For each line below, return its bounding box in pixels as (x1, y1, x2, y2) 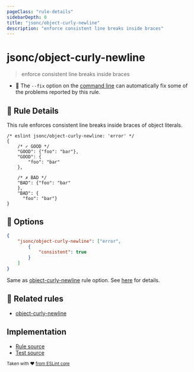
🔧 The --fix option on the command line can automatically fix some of (15, 82, 188, 89)
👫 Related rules (7, 294, 64, 304)
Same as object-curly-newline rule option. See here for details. (7, 276, 160, 283)
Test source (15, 349, 45, 356)
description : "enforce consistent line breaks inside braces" (7, 25, 164, 32)
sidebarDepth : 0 (7, 14, 47, 20)
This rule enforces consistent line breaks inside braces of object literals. (7, 121, 183, 129)
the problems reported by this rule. (15, 89, 101, 96)
